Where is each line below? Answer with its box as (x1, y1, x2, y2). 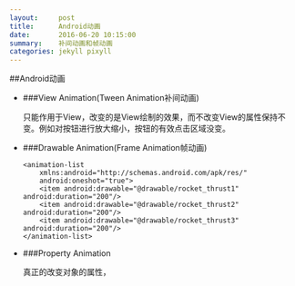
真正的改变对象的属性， (22, 267, 111, 278)
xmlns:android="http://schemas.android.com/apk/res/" (39, 169, 248, 178)
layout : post (9, 13, 76, 23)
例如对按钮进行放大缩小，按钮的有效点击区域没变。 (38, 123, 230, 134)
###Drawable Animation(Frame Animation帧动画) (22, 143, 208, 153)
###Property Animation (22, 248, 111, 259)
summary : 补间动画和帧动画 (9, 38, 114, 48)
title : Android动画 (9, 22, 101, 31)
